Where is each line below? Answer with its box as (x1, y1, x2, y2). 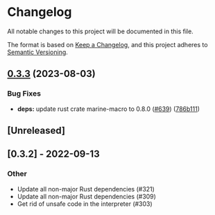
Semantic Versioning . (7, 48, 68, 56)
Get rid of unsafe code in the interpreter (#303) (17, 199, 153, 208)
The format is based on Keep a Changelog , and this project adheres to (7, 40, 208, 49)
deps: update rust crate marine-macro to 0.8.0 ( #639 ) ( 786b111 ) (17, 105, 200, 113)
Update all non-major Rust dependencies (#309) (17, 192, 156, 200)
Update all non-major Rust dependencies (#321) (17, 184, 155, 193)
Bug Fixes (7, 89, 42, 98)
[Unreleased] (7, 125, 66, 137)
